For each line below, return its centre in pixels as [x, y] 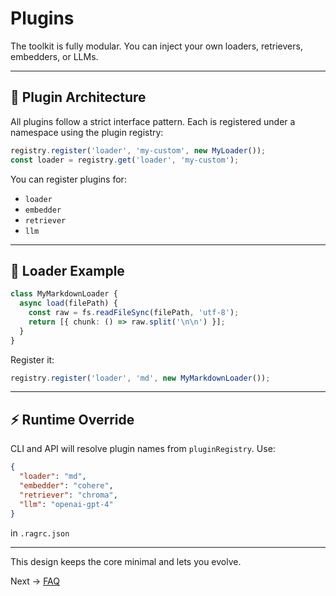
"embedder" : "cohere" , [66, 486]
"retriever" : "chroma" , [68, 495]
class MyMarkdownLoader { [64, 294]
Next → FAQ [35, 581]
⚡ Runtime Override [72, 419]
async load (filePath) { [68, 303]
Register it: [32, 359]
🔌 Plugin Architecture [78, 97]
